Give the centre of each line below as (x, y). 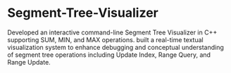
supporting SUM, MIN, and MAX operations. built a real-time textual (105, 39)
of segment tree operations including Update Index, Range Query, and (109, 55)
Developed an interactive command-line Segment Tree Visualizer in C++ (112, 32)
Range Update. (29, 62)
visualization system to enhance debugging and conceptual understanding (115, 47)
